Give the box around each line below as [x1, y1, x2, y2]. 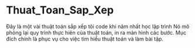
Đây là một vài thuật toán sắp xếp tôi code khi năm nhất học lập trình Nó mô [6, 23, 190, 30]
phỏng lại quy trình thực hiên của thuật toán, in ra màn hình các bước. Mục [6, 29, 187, 36]
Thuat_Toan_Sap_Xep [6, 4, 114, 17]
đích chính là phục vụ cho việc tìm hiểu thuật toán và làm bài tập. [6, 35, 163, 42]
